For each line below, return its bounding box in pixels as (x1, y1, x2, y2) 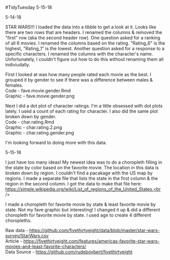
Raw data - (5, 228, 28, 233)
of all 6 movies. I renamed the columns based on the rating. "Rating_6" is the (5, 40, 165, 46)
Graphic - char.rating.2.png (5, 124, 62, 130)
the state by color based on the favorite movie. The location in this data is (5, 165, 159, 170)
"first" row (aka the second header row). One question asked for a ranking (5, 35, 161, 41)
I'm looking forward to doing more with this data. (5, 139, 107, 145)
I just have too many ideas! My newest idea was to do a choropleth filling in (5, 159, 162, 165)
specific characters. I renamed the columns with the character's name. (5, 51, 153, 57)
